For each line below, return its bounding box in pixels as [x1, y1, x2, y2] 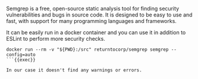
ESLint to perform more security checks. [6, 35, 105, 42]
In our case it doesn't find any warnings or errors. [6, 67, 143, 73]
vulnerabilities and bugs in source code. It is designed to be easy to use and [6, 11, 193, 18]
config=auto [6, 52, 36, 58]
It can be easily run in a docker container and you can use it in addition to [6, 29, 186, 36]
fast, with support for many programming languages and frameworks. [6, 18, 177, 24]
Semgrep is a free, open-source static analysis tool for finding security [6, 5, 180, 12]
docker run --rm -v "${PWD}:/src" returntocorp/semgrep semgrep [6, 47, 169, 52]
